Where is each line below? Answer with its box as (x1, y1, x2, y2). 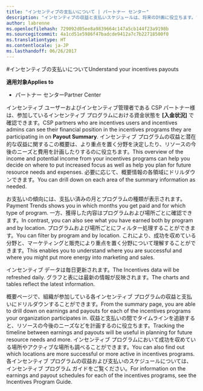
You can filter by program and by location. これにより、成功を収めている (16, 232, 196, 239)
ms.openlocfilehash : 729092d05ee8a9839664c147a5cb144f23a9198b (6, 25, 169, 32)
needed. (6, 182, 27, 190)
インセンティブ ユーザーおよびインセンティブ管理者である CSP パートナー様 (6, 104, 195, 111)
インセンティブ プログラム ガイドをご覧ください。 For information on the (6, 364, 186, 372)
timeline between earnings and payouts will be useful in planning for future (6, 328, 193, 335)
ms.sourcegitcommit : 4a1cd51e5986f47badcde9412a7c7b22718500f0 (6, 31, 169, 37)
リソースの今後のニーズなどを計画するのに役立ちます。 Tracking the (16, 322, 184, 329)
